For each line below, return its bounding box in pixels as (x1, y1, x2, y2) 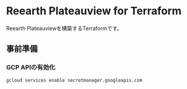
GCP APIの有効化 (6, 63, 55, 72)
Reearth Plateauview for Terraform (6, 4, 182, 18)
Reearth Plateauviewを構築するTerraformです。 (6, 24, 123, 32)
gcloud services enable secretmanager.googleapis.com (6, 77, 143, 83)
